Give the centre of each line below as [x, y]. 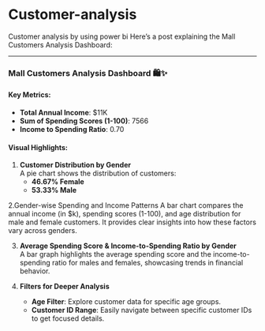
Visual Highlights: [38, 147]
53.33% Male [54, 190]
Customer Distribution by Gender [75, 165]
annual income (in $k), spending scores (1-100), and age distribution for [125, 214]
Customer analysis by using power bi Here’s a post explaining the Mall [122, 36]
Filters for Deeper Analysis [64, 287]
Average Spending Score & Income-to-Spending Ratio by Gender [128, 246]
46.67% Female [58, 182]
